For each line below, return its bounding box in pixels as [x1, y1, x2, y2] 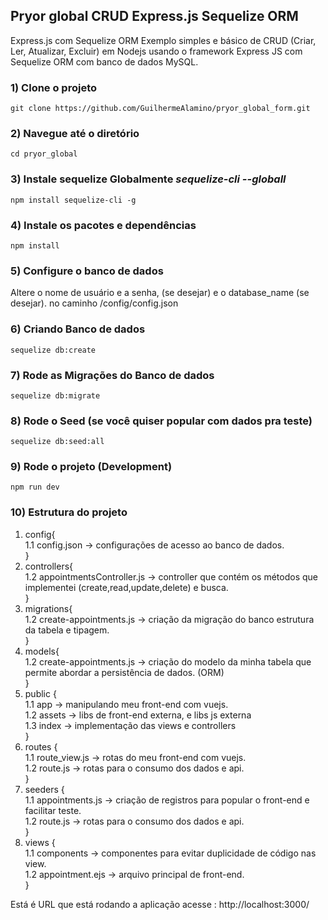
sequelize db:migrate [10, 390, 101, 401]
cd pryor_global [10, 149, 78, 159]
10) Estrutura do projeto [10, 505, 128, 519]
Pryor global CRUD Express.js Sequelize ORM [10, 8, 299, 25]
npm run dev [10, 482, 60, 493]
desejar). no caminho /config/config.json [10, 297, 179, 309]
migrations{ [24, 602, 73, 614]
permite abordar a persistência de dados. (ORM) [24, 666, 225, 678]
